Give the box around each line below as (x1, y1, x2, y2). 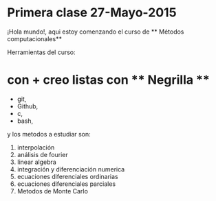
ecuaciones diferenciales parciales (17, 180, 116, 188)
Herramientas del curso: (7, 48, 76, 56)
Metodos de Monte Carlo (17, 187, 88, 195)
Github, (17, 102, 39, 110)
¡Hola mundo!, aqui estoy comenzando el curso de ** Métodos (7, 27, 184, 36)
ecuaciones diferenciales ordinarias (17, 172, 118, 180)
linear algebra (17, 158, 56, 166)
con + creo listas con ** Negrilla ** (7, 72, 210, 88)
